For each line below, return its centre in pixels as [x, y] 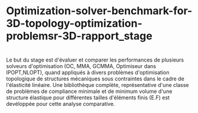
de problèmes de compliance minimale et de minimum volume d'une [89, 91]
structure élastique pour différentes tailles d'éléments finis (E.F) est [88, 98]
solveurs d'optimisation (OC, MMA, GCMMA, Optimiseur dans [81, 66]
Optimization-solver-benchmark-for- [99, 11]
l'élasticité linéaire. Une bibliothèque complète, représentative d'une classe [98, 85]
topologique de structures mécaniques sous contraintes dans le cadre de [95, 79]
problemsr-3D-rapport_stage [79, 36]
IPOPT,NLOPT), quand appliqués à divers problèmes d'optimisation [88, 73]
